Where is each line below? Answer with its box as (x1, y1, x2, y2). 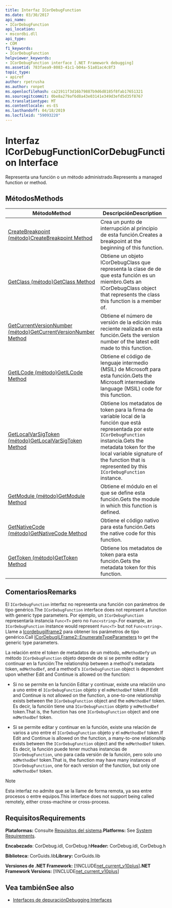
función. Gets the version (100, 331, 160, 339)
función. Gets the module (100, 495, 160, 502)
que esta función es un (100, 271, 156, 278)
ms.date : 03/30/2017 (5, 12, 50, 18)
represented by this (100, 463, 147, 470)
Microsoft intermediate (100, 378, 155, 386)
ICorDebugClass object (100, 284, 157, 291)
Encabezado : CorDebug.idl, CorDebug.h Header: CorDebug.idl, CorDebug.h (5, 843, 166, 849)
